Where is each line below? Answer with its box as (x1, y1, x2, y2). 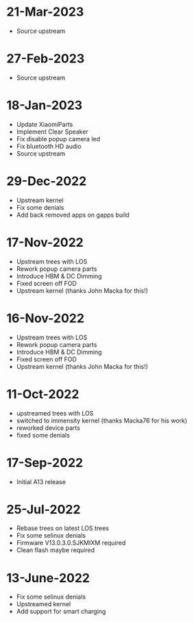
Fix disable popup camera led (16, 134, 101, 143)
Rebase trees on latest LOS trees (16, 524, 109, 532)
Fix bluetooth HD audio (16, 142, 82, 150)
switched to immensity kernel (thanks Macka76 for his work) (16, 416, 188, 424)
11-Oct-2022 (6, 386, 80, 402)
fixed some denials (16, 431, 70, 439)
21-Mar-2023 (6, 4, 84, 20)
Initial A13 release (16, 477, 66, 486)
